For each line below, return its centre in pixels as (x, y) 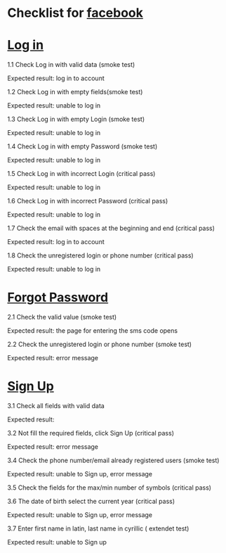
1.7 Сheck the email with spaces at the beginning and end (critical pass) (111, 228)
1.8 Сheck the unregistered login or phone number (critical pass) (101, 255)
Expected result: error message (53, 447)
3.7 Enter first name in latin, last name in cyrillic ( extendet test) (98, 528)
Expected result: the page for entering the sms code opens (92, 331)
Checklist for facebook (75, 13)
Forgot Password (58, 298)
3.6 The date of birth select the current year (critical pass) (91, 501)
